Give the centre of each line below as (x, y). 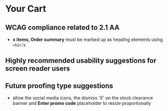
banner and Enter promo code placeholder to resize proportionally (82, 103)
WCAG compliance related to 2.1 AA (62, 27)
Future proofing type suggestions (59, 86)
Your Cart (26, 9)
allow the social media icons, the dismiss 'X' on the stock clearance (82, 98)
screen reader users (38, 69)
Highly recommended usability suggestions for (81, 61)
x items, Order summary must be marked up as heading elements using (88, 39)
